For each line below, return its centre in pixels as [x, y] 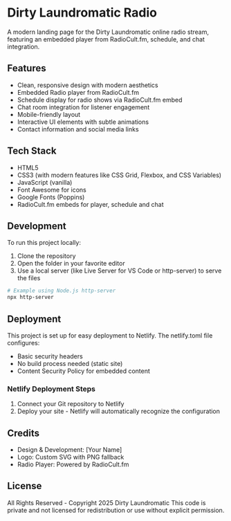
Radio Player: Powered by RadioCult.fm [73, 464]
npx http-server [30, 298]
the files [29, 278]
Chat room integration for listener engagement [83, 107]
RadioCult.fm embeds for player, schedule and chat [90, 204]
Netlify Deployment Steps [51, 389]
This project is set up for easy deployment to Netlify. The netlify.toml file [110, 335]
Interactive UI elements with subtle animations [83, 122]
